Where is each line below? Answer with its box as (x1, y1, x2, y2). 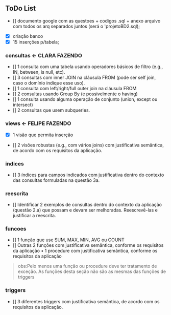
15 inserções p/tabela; (12, 38, 60, 45)
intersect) (12, 102, 33, 108)
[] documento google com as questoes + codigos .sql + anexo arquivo (12, 17, 161, 24)
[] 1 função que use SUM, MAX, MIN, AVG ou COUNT (12, 237, 125, 243)
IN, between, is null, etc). (12, 69, 65, 75)
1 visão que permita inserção (12, 132, 74, 138)
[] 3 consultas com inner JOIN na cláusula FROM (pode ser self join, (12, 74, 156, 81)
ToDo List (5, 4, 36, 13)
